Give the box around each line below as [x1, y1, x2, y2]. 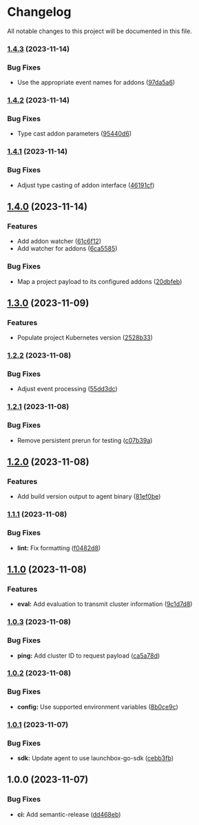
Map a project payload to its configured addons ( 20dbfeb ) [17, 277, 182, 286]
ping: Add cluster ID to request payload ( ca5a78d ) [17, 651, 160, 660]
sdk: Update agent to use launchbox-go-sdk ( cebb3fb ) [17, 753, 174, 762]
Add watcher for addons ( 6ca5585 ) [17, 244, 118, 253]
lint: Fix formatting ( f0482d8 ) [17, 543, 101, 552]
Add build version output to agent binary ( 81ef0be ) [17, 492, 161, 501]
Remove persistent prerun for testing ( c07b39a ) [17, 436, 153, 444]
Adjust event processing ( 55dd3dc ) [17, 385, 118, 393]
